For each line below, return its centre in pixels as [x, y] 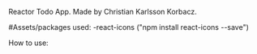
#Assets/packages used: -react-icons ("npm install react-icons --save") [129, 27]
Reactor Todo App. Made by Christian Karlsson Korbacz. [103, 12]
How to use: [28, 43]
